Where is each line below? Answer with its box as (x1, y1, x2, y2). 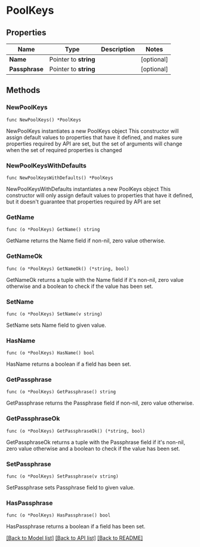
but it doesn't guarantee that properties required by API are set (6, 198, 161, 205)
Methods (6, 85, 41, 96)
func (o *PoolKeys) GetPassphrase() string (6, 389, 116, 395)
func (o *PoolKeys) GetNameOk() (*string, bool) (6, 266, 130, 272)
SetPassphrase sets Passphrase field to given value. (6, 484, 136, 491)
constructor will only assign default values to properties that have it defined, (6, 192, 193, 199)
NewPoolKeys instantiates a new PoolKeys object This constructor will (6, 127, 179, 135)
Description (101, 45, 136, 53)
